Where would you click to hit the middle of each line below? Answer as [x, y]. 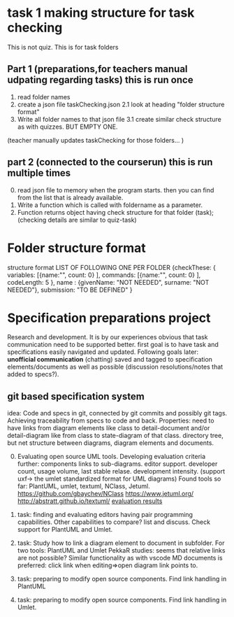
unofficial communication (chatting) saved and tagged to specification [110, 360]
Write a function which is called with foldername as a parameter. [110, 205]
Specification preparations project [109, 318]
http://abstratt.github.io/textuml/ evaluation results [90, 501]
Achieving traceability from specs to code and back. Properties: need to [111, 420]
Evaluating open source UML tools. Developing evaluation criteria [111, 457]
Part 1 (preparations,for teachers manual [97, 69]
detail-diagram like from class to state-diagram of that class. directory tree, [115, 436]
